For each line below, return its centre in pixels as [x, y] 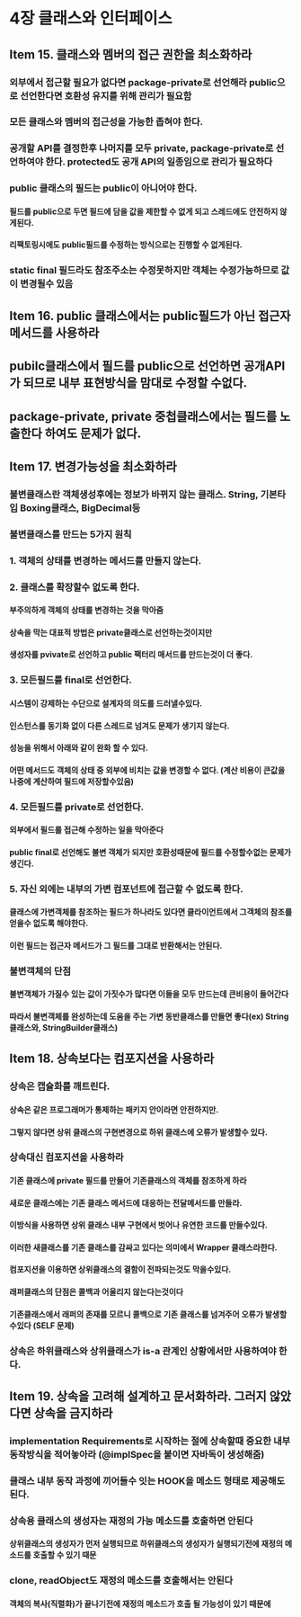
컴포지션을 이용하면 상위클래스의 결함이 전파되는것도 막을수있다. [120, 1270]
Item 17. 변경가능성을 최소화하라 [93, 466]
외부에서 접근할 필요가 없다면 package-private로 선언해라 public [143, 82]
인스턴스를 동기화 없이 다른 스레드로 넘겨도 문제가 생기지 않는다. [120, 726]
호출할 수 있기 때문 [65, 1555]
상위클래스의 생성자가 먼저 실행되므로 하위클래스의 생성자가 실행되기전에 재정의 [146, 1544]
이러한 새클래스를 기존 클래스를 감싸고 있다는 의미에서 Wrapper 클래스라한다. [143, 1247]
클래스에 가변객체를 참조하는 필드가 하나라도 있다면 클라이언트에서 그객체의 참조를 [151, 912]
